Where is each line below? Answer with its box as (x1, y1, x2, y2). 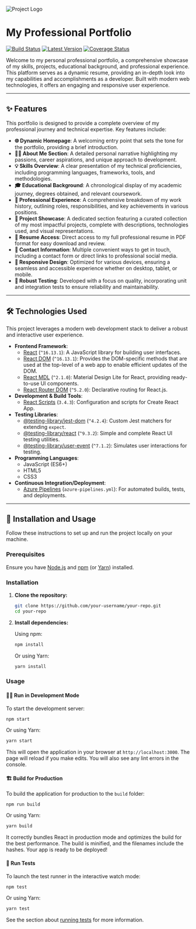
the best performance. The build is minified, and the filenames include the (6, 840, 184, 847)
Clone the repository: (14, 591, 68, 598)
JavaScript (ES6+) (23, 460, 68, 467)
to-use (23, 380, 40, 387)
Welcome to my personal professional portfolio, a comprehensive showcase (6, 56, 188, 64)
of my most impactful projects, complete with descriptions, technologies (14, 221, 188, 228)
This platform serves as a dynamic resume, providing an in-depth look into (6, 69, 185, 76)
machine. (6, 536, 29, 543)
